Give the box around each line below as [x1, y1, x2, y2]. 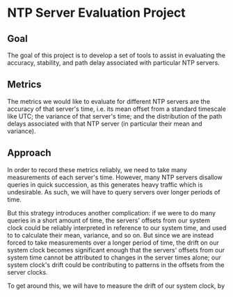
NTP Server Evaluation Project [7, 5, 186, 21]
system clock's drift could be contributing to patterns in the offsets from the [7, 260, 225, 269]
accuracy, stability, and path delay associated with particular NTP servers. [7, 59, 220, 67]
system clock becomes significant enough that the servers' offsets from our [7, 245, 225, 254]
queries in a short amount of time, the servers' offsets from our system [7, 216, 211, 224]
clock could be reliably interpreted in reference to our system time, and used [7, 223, 227, 231]
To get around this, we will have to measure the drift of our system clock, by [7, 281, 225, 290]
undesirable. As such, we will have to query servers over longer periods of [7, 188, 220, 196]
